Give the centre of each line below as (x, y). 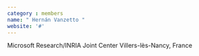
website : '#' (26, 26)
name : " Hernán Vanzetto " (46, 20)
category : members (35, 13)
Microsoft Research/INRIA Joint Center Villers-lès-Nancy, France (100, 46)
